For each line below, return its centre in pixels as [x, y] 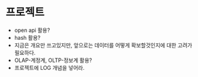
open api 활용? [32, 30]
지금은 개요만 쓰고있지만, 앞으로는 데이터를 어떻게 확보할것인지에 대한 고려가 [103, 45]
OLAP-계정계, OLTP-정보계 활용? [53, 60]
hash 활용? [27, 37]
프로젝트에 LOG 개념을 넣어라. [49, 67]
